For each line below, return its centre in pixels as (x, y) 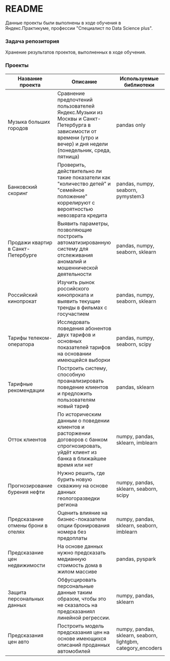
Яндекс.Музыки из (80, 112)
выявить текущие (79, 301)
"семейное (71, 190)
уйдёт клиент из (77, 452)
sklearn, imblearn (137, 443)
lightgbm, (127, 641)
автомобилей (74, 651)
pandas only (131, 125)
